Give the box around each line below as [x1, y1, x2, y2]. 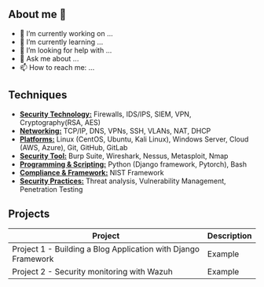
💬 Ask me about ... [19, 53, 79, 63]
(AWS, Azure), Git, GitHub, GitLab [19, 142, 128, 152]
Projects [8, 208, 50, 221]
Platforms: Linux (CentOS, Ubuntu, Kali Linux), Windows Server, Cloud [19, 134, 249, 144]
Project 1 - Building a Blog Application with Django [12, 244, 200, 255]
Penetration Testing [19, 184, 83, 193]
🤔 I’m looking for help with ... [19, 45, 112, 55]
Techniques [8, 88, 68, 102]
